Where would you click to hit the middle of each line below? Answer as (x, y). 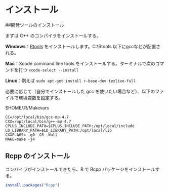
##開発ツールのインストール (35, 25)
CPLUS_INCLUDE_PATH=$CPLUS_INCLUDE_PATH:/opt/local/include (70, 126)
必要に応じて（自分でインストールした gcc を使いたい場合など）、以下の (80, 91)
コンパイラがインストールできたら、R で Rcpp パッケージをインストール (80, 169)
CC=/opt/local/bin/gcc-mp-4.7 (37, 117)
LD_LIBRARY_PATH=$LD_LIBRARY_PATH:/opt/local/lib (59, 130)
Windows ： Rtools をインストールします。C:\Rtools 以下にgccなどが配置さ (83, 46)
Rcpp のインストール (37, 156)
